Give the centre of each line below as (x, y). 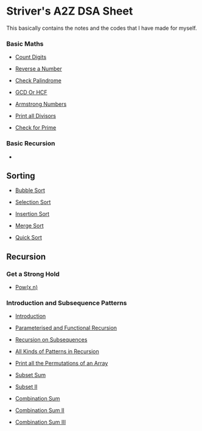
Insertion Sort (32, 214)
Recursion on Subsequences (51, 340)
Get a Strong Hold (33, 274)
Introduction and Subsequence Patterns (67, 303)
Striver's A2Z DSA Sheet (70, 11)
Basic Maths (25, 44)
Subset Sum (30, 375)
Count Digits (31, 57)
